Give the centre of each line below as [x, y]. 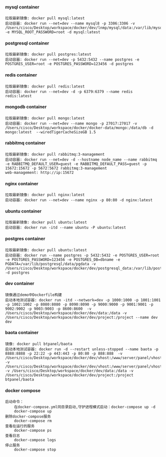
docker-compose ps [33, 431]
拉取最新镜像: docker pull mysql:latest [45, 18]
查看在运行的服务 [20, 426]
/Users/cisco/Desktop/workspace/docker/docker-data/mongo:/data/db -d [79, 128]
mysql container [22, 7]
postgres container [25, 239]
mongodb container [26, 107]
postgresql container [27, 43]
